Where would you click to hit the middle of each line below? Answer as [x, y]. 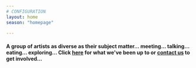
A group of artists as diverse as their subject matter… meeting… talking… [98, 46]
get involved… [24, 59]
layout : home [22, 17]
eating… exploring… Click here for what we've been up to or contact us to [98, 52]
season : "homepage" [30, 22]
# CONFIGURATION [26, 11]
